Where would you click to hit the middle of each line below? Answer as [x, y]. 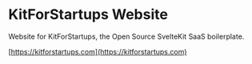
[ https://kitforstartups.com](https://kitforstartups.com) [98, 51]
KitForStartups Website [88, 15]
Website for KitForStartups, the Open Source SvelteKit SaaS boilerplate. [126, 36]
